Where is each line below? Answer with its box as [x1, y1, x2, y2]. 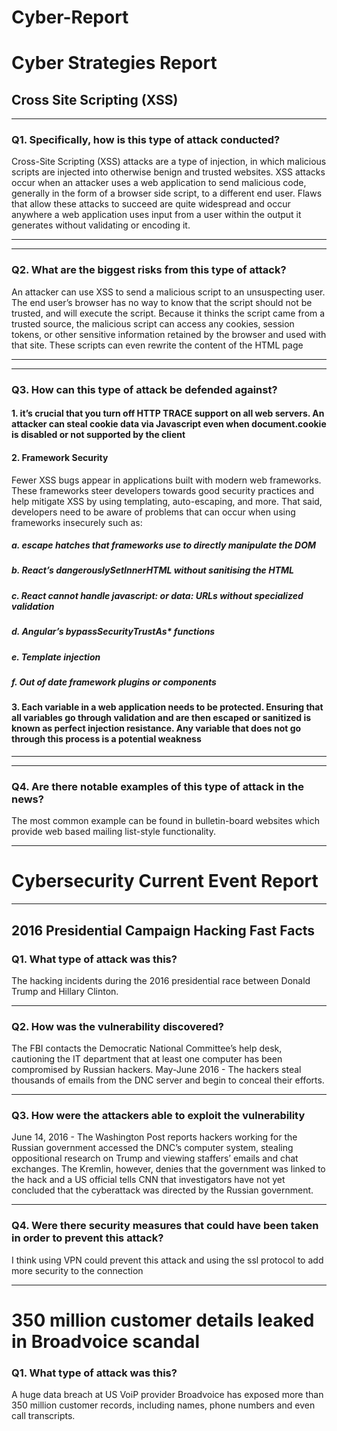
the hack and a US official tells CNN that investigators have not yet [11, 1174, 286, 1186]
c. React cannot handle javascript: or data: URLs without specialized [11, 589, 304, 601]
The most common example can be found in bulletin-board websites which [11, 815, 320, 827]
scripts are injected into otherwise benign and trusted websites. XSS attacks [11, 166, 326, 178]
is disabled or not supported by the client [11, 429, 186, 441]
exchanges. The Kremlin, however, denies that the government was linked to [11, 1163, 326, 1175]
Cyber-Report [11, 6, 129, 29]
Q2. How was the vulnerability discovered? [11, 1019, 224, 1033]
